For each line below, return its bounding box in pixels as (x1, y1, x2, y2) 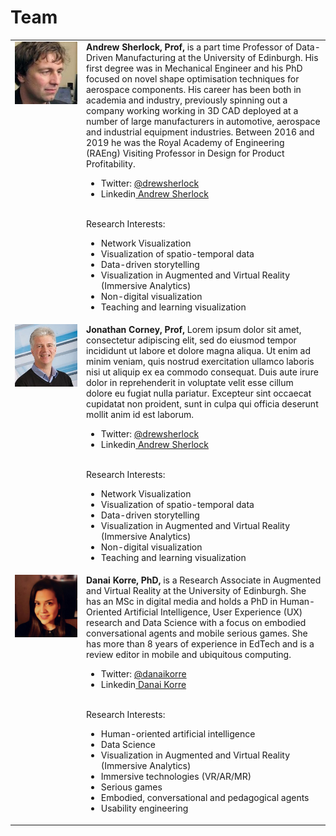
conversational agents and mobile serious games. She (86, 627, 308, 640)
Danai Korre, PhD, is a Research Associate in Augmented (86, 574, 322, 586)
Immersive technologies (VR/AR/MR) (100, 771, 252, 783)
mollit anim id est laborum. (86, 408, 195, 420)
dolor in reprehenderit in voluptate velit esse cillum (86, 376, 294, 388)
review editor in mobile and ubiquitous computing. (86, 649, 292, 661)
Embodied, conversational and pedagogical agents (100, 792, 310, 804)
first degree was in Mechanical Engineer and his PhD (86, 62, 303, 74)
